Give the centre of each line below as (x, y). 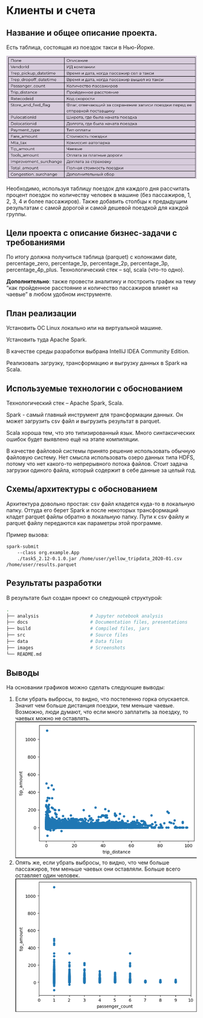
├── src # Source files (67, 635)
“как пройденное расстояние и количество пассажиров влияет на (92, 288)
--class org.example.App (48, 552)
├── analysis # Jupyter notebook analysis (85, 616)
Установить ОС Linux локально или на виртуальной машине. (85, 328)
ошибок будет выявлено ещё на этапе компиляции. (73, 439)
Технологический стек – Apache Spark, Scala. (65, 403)
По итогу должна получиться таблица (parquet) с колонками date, (92, 257)
